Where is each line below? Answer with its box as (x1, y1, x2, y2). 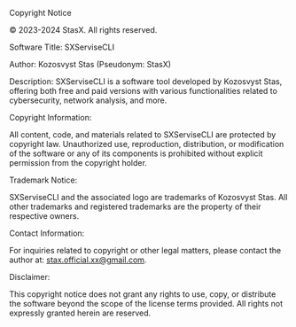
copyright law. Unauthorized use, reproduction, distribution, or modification (9, 139, 284, 149)
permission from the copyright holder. (9, 158, 148, 167)
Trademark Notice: (9, 175, 78, 185)
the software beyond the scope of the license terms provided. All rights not (9, 299, 284, 308)
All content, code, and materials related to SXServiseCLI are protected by (9, 129, 277, 140)
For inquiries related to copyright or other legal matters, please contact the (9, 245, 282, 255)
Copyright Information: (9, 113, 92, 122)
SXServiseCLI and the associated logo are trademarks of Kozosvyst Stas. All (9, 192, 288, 202)
